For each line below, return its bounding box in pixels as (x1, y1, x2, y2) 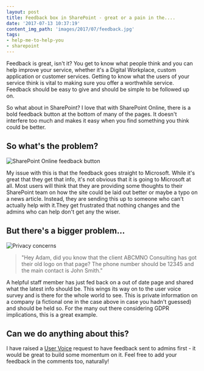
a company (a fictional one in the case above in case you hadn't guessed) (6, 298, 192, 305)
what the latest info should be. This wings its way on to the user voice (6, 285, 181, 292)
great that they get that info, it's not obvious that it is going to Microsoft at (6, 175, 191, 183)
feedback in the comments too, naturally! (6, 358, 110, 365)
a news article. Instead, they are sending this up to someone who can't (6, 195, 184, 202)
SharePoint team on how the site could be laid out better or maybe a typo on (6, 189, 198, 196)
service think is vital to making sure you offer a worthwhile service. (6, 79, 175, 86)
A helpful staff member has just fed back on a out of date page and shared (6, 278, 194, 286)
